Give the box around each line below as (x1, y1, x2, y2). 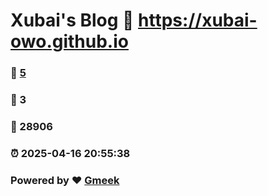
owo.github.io (10, 30, 129, 53)
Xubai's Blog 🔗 (10, 9, 135, 32)
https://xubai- (138, 9, 258, 32)
